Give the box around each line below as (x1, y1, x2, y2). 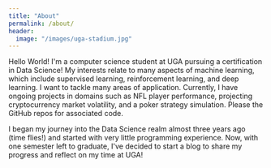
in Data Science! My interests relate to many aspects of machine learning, (8, 66, 255, 75)
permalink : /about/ (8, 19, 75, 28)
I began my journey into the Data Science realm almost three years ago (8, 124, 246, 134)
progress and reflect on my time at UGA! (8, 150, 144, 160)
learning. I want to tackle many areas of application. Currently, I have (8, 83, 239, 93)
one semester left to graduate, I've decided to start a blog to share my (8, 141, 243, 151)
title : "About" (8, 11, 60, 20)
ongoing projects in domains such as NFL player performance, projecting (8, 91, 253, 101)
